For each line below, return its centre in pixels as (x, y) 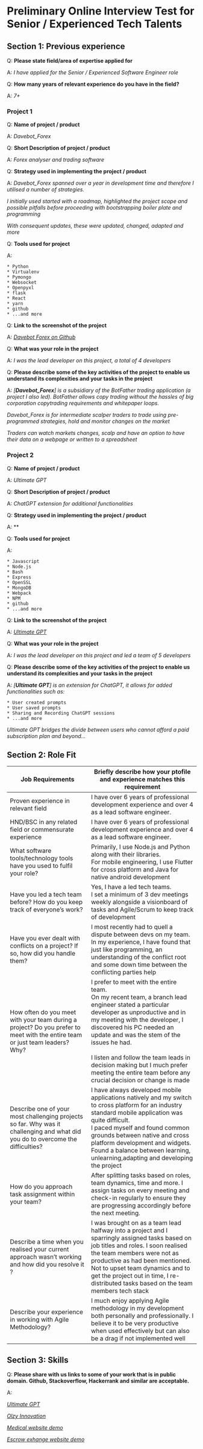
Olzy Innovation (26, 1416)
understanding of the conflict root (138, 957)
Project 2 (20, 455)
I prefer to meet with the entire (134, 982)
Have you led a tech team (46, 895)
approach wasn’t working (46, 1257)
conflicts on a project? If (44, 946)
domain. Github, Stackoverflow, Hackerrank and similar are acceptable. (98, 1381)
